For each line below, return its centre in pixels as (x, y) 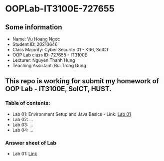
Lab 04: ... (23, 130)
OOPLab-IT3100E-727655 (60, 9)
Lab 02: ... (23, 119)
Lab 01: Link (25, 154)
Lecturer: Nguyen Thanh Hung (44, 60)
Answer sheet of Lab (31, 143)
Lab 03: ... (23, 125)
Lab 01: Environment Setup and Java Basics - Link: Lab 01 (72, 114)
